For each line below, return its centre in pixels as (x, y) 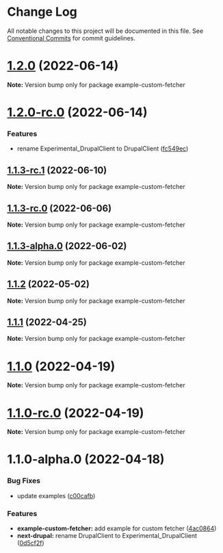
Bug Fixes (24, 481)
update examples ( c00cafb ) (56, 496)
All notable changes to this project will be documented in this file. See (105, 31)
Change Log (42, 12)
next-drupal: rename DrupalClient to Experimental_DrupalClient (107, 536)
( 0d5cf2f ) (30, 543)
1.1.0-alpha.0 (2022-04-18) (86, 460)
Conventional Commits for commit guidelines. (71, 38)
